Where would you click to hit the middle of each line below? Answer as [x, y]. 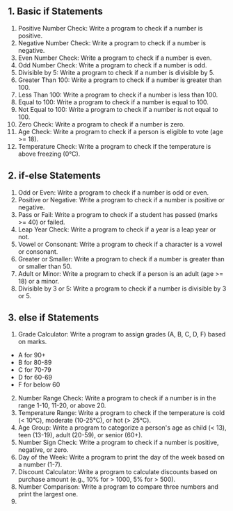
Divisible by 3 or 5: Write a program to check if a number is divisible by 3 [122, 289]
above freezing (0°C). [49, 154]
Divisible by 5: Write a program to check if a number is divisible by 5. [116, 72]
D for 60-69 [35, 378]
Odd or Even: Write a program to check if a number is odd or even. [113, 192]
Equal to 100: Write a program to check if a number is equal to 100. [113, 102]
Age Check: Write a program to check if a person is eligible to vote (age [120, 131]
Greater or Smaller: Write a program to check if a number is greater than [121, 259]
